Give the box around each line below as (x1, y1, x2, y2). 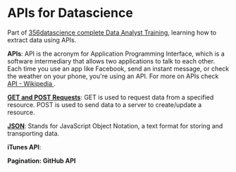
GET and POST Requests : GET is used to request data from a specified (7, 93, 214, 102)
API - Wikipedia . (7, 79, 56, 87)
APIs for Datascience (7, 5, 134, 21)
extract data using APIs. (7, 35, 77, 44)
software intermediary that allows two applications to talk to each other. (7, 56, 216, 65)
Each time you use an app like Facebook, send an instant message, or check (7, 64, 230, 73)
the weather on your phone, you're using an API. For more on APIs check (7, 72, 219, 80)
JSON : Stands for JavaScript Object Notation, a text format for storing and (7, 121, 223, 130)
